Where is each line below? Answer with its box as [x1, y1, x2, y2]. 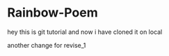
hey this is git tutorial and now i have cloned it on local [7, 28, 163, 36]
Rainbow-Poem [7, 5, 99, 21]
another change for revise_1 [7, 41, 86, 49]
